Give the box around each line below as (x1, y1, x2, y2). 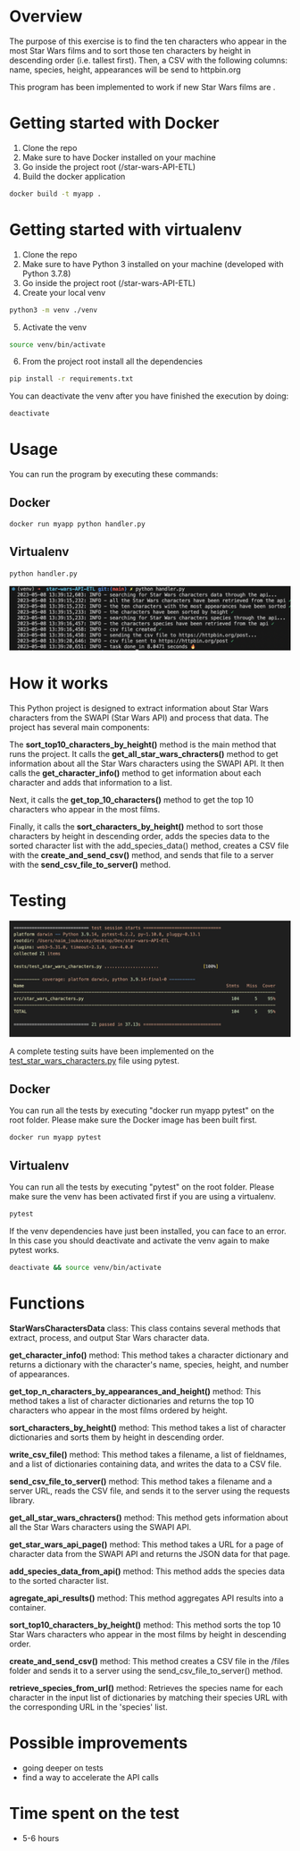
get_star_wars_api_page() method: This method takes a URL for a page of (9, 1539, 284, 1550)
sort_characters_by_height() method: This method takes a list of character (9, 1422, 287, 1433)
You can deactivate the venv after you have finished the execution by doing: (9, 391, 289, 401)
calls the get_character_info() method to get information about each (9, 767, 262, 778)
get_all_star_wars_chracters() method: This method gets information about (9, 1512, 288, 1523)
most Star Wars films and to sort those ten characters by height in (9, 45, 252, 55)
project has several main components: (9, 721, 150, 732)
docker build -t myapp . (9, 189, 102, 198)
